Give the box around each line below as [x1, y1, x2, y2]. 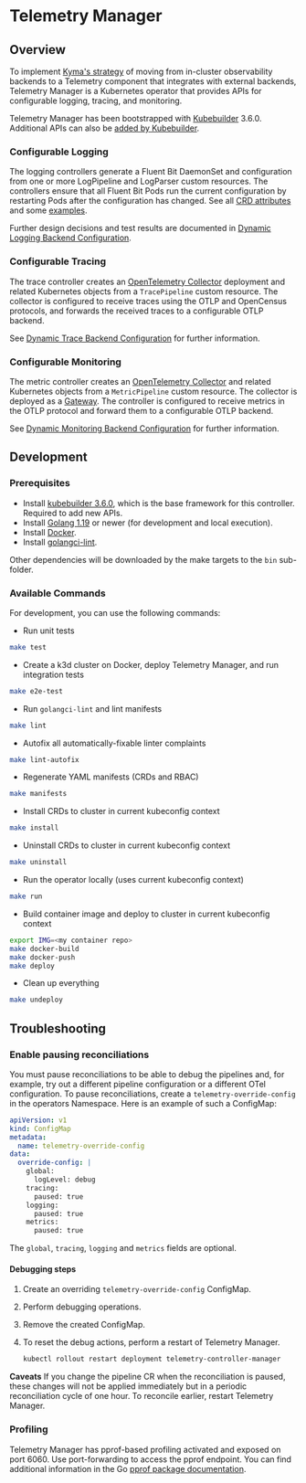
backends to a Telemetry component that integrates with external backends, [9, 76, 297, 87]
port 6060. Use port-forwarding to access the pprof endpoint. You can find [9, 1454, 292, 1465]
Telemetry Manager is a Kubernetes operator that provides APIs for [9, 86, 262, 96]
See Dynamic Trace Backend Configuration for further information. [9, 333, 260, 344]
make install [9, 823, 59, 832]
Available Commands [9, 587, 107, 599]
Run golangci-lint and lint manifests [22, 703, 163, 714]
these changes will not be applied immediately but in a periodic [9, 1381, 248, 1392]
